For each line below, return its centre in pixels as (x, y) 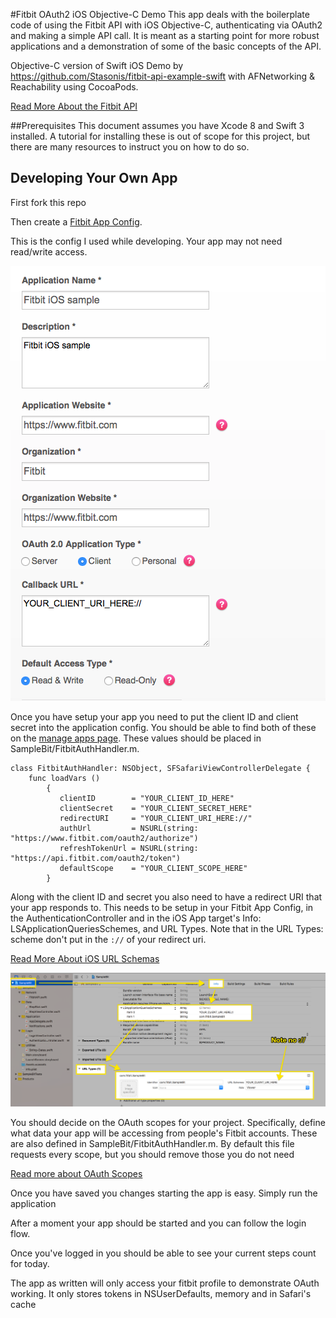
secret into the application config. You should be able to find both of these (163, 727)
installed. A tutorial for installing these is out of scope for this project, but (160, 136)
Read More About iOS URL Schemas (85, 958)
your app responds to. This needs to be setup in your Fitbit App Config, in (162, 907)
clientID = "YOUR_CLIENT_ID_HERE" (147, 798)
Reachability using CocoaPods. (74, 87)
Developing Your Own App (94, 178)
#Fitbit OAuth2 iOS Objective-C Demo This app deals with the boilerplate (160, 14)
